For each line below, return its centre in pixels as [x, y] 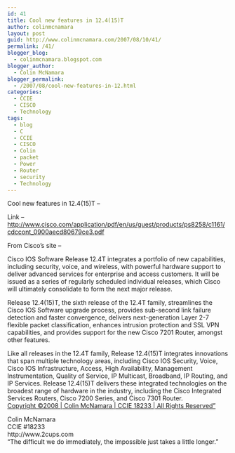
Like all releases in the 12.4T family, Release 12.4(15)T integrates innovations [118, 354]
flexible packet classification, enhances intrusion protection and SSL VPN [113, 325]
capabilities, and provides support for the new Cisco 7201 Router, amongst [115, 333]
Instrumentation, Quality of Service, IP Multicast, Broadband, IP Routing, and [117, 376]
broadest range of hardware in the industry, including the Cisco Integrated [115, 391]
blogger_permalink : [36, 79]
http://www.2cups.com [40, 434]
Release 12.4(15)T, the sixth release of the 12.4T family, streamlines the [110, 303]
